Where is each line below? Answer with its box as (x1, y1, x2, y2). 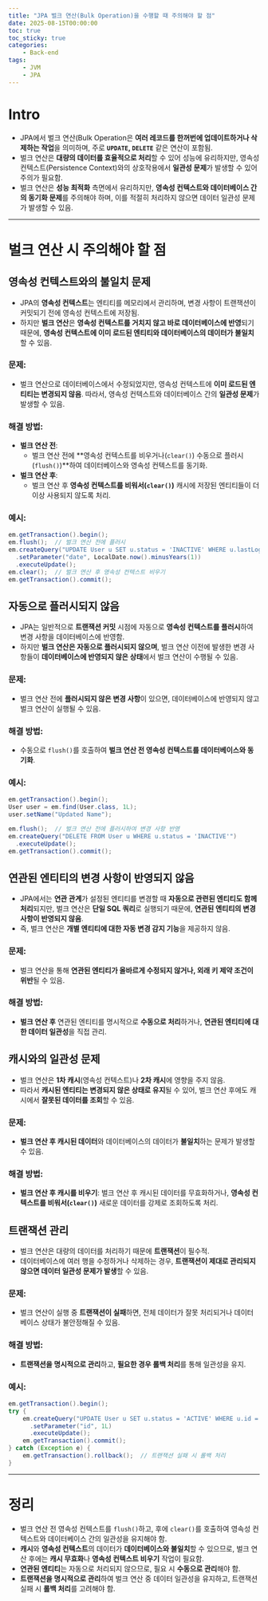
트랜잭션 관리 (8, 1224, 69, 1237)
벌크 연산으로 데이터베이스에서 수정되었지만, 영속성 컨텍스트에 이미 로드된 (19, 379, 248, 388)
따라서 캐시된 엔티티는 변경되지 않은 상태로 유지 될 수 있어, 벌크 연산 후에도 (19, 1085, 249, 1094)
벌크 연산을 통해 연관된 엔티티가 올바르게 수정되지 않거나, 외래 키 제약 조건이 (19, 965, 254, 975)
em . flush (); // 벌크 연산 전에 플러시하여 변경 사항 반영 (8, 825, 180, 833)
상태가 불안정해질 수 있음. (41, 1318, 120, 1327)
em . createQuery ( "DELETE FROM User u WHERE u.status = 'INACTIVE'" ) (8, 832, 238, 840)
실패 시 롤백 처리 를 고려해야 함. (19, 1583, 116, 1593)
